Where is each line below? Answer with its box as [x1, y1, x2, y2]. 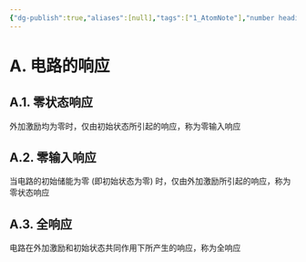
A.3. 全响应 [9, 216, 73, 232]
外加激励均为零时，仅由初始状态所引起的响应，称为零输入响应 [9, 121, 241, 131]
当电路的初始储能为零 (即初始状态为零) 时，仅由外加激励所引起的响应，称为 [9, 175, 291, 187]
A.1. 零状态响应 [9, 95, 94, 110]
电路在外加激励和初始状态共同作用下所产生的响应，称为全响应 [9, 243, 241, 254]
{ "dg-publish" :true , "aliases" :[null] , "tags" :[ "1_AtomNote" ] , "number [9, 13, 275, 23]
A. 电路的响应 [9, 56, 111, 76]
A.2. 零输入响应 [9, 150, 97, 165]
